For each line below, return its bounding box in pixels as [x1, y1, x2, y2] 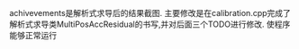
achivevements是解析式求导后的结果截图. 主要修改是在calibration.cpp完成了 [9, 8, 291, 18]
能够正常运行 [9, 30, 57, 40]
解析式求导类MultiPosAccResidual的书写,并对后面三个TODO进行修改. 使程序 [9, 19, 291, 29]
